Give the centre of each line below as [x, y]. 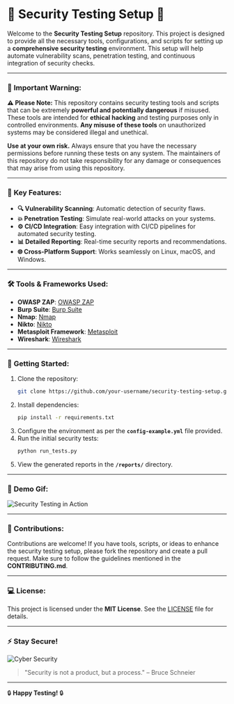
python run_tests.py [47, 451]
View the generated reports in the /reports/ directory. [95, 464]
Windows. [32, 259]
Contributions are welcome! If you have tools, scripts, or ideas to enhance [113, 544]
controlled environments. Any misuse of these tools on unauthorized [107, 125]
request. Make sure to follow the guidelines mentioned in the [94, 558]
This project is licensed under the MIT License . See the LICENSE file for [110, 609]
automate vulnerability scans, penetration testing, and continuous [101, 56]
